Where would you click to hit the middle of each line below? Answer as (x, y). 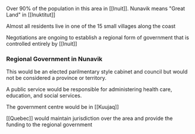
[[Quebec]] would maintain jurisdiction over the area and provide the (90, 118)
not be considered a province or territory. (56, 78)
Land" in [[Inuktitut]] (31, 15)
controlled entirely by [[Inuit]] (42, 44)
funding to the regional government (49, 125)
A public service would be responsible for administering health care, (89, 89)
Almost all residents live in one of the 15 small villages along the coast (91, 26)
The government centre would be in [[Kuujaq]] (63, 107)
